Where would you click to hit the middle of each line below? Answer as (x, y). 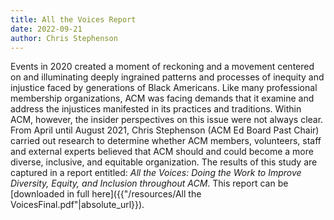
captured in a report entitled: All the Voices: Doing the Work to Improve (156, 173)
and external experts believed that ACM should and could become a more (162, 152)
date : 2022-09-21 (46, 29)
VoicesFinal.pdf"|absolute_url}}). (77, 205)
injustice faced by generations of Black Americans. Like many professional (164, 88)
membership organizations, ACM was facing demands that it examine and (162, 98)
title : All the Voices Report (73, 19)
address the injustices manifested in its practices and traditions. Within (156, 109)
